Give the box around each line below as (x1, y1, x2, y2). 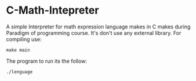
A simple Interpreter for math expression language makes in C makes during (6, 23, 191, 30)
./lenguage (6, 69, 33, 74)
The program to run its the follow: (6, 57, 87, 64)
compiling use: (6, 35, 42, 43)
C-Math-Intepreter (6, 4, 99, 17)
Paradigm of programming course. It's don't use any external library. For (6, 29, 181, 36)
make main (6, 47, 31, 53)
